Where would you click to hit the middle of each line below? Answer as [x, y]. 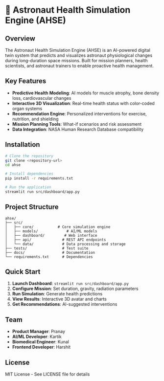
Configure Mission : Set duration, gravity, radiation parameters [75, 289]
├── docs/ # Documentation [50, 252]
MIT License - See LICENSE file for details [47, 374]
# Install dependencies [29, 174]
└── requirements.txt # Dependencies [49, 257]
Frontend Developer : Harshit [41, 347]
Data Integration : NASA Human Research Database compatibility [78, 129]
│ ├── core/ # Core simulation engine [58, 227]
